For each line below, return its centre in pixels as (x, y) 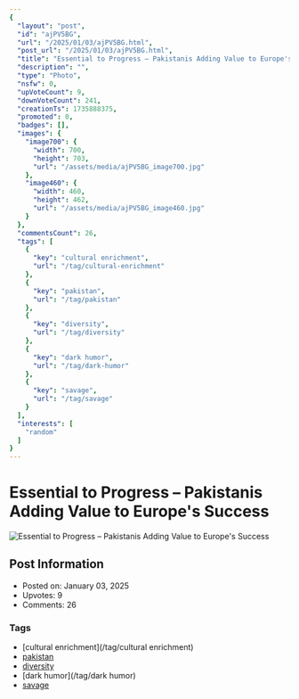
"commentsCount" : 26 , (57, 233)
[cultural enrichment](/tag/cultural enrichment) (108, 647)
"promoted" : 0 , (45, 117)
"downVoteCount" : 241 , (59, 100)
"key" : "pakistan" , (69, 291)
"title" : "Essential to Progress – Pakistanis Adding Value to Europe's (155, 59)
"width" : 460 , (59, 192)
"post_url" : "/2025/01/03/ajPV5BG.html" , (95, 51)
